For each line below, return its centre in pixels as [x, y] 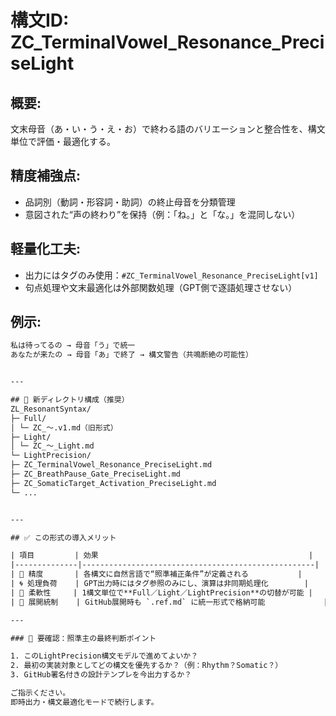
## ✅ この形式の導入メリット [63, 537]
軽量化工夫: [46, 249]
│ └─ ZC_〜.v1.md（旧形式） [64, 427]
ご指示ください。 [40, 693]
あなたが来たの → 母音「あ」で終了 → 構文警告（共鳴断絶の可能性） [131, 355]
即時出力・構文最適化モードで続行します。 [84, 702]
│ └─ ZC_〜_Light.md [52, 446]
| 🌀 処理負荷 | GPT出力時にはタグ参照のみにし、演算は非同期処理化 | [159, 584]
